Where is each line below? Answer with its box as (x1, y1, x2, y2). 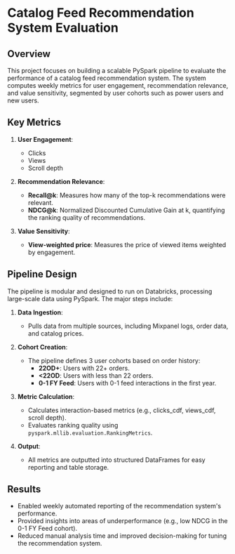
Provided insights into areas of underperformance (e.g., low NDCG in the (17, 517, 228, 525)
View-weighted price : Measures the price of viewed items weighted (27, 240, 227, 249)
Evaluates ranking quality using (27, 421, 119, 429)
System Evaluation (7, 20, 119, 36)
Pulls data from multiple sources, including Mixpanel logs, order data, (27, 322, 229, 330)
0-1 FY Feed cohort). (17, 525, 78, 533)
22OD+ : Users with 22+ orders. (38, 364, 130, 372)
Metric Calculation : (17, 392, 75, 401)
